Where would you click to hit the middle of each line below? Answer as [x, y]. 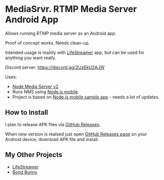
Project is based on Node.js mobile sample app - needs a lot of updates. [86, 97]
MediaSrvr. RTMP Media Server [71, 9]
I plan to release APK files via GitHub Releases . [53, 124]
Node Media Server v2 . [36, 86]
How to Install [27, 112]
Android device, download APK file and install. [52, 139]
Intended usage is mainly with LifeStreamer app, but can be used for [75, 52]
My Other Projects [34, 155]
